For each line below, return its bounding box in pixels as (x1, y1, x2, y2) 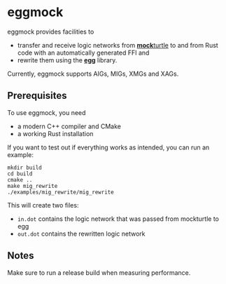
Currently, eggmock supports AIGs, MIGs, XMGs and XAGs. (7, 69, 179, 78)
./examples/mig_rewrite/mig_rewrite (7, 189, 114, 196)
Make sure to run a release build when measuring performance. (7, 268, 191, 277)
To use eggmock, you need (7, 108, 86, 116)
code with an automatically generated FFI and (17, 48, 150, 57)
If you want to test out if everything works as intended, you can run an (7, 143, 210, 151)
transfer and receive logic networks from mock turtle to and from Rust (17, 41, 218, 49)
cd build (7, 170, 33, 177)
